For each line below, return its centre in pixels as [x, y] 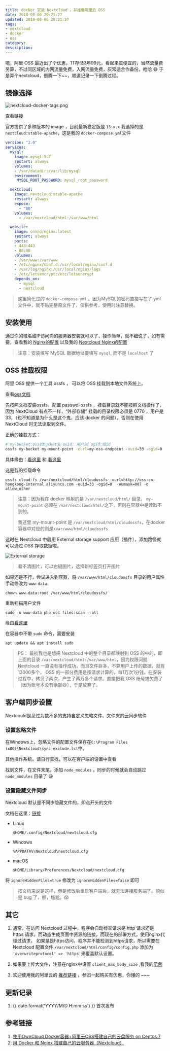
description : [19, 48]
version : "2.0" [21, 143]
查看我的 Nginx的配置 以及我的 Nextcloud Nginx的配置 [71, 342]
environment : [28, 176]
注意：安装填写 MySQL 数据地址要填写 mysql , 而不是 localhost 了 [86, 353]
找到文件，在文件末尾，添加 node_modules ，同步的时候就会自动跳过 [76, 770]
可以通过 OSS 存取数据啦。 [33, 546]
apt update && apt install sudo [39, 643]
